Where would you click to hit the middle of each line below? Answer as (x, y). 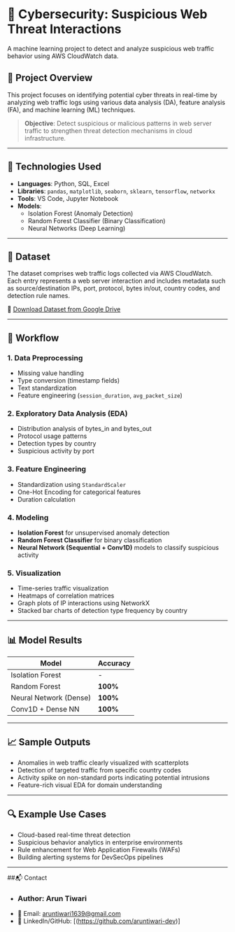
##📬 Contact (27, 877)
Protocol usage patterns (52, 436)
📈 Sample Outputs (49, 742)
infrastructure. (45, 138)
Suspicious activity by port (56, 451)
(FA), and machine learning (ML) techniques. (71, 110)
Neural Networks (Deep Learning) (77, 228)
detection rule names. (38, 296)
